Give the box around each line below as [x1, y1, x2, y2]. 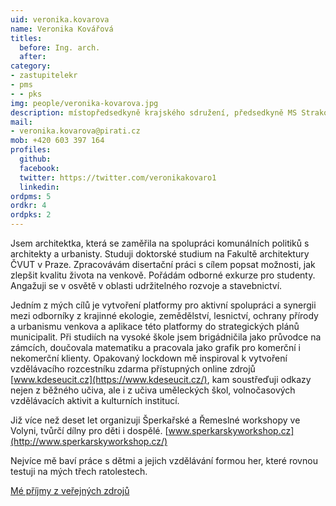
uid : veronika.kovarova [10, 14, 110, 25]
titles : [10, 33, 43, 43]
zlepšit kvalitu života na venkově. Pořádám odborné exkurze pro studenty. [10, 269, 316, 281]
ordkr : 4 [10, 201, 47, 211]
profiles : [10, 145, 52, 155]
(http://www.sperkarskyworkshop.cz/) [10, 436, 168, 447]
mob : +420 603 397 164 [10, 136, 105, 146]
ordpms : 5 [10, 191, 52, 201]
